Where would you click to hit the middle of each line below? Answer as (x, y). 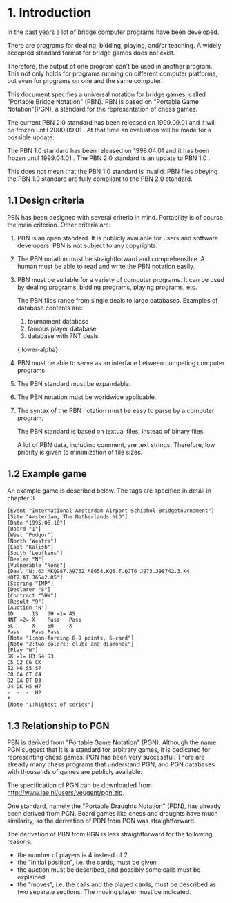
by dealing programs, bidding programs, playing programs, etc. (107, 287)
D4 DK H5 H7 (24, 686)
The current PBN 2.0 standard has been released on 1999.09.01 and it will (112, 122)
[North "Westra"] (32, 541)
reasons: (20, 842)
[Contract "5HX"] (32, 595)
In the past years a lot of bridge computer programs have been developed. (113, 32)
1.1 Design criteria (46, 201)
